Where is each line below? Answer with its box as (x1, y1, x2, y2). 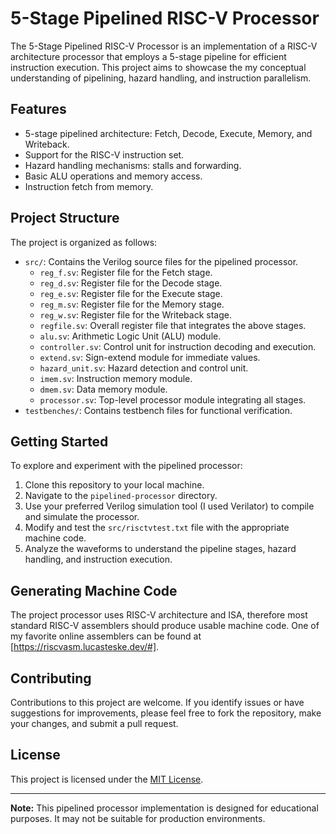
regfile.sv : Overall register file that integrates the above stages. (39, 319, 307, 331)
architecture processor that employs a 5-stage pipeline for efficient (10, 50, 287, 62)
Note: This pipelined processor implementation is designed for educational (10, 802, 319, 814)
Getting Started (10, 433, 109, 450)
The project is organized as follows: (10, 236, 158, 248)
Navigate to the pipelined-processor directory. (24, 490, 218, 502)
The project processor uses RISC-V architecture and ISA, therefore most (10, 609, 308, 621)
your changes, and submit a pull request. (10, 718, 179, 729)
